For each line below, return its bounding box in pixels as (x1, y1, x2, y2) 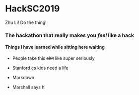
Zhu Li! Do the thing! (5, 19, 47, 25)
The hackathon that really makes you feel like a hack (5, 32, 135, 39)
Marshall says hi (12, 84, 46, 90)
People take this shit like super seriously (12, 55, 95, 61)
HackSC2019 (5, 3, 60, 14)
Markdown (12, 75, 35, 81)
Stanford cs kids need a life (12, 65, 69, 71)
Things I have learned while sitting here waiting (5, 44, 105, 50)
